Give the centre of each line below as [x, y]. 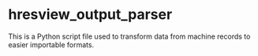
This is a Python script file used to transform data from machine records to [129, 36]
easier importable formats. [51, 44]
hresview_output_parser [90, 15]
